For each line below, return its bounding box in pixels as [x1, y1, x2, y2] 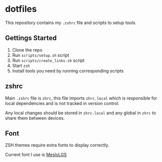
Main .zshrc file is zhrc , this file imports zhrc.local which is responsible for [5, 95, 158, 101]
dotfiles [5, 3, 37, 15]
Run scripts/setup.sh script [12, 52, 69, 58]
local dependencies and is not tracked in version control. [5, 100, 120, 106]
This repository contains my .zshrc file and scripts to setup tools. [5, 20, 137, 26]
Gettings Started [5, 34, 57, 42]
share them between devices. [5, 115, 65, 121]
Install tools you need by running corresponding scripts [12, 68, 124, 74]
